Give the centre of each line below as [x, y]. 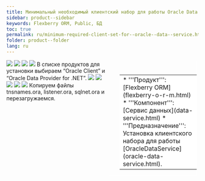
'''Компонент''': [151, 103]
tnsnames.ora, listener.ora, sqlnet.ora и [56, 92]
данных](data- [171, 110]
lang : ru [17, 46]
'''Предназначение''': [154, 125]
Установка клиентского [157, 133]
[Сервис [135, 110]
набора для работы [152, 141]
